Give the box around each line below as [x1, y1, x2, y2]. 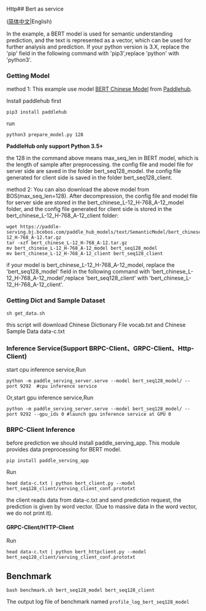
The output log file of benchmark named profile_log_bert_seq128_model [6, 598, 190, 605]
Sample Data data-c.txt [6, 328, 66, 335]
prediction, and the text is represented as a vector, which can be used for [6, 37, 192, 44]
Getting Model [6, 71, 50, 80]
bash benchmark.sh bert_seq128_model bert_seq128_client [6, 587, 155, 594]
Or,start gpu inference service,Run [6, 394, 94, 401]
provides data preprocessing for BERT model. [6, 446, 121, 453]
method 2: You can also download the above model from [6, 186, 150, 193]
